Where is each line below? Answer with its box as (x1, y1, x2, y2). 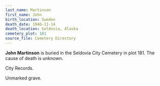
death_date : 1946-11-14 (5, 21, 56, 27)
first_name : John (5, 12, 42, 17)
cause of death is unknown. (5, 55, 63, 61)
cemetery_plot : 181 (5, 31, 47, 36)
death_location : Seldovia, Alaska (5, 26, 79, 32)
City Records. (5, 65, 34, 71)
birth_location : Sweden (5, 17, 56, 22)
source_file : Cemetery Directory (5, 36, 76, 41)
